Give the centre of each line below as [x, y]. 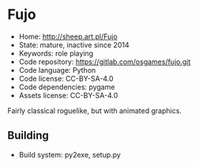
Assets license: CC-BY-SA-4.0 [68, 95]
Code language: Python [57, 70]
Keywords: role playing [56, 53]
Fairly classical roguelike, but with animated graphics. [95, 110]
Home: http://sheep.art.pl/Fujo [68, 36]
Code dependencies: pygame [67, 87]
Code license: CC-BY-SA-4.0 [66, 78]
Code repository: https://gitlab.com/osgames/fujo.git [105, 62]
